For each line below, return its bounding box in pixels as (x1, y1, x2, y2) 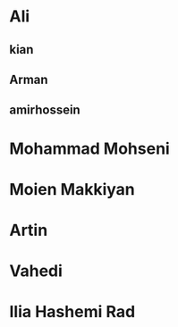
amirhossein (9, 103, 81, 118)
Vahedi (9, 261, 63, 281)
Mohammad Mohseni (9, 138, 170, 158)
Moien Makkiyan (9, 179, 136, 199)
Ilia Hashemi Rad (9, 302, 136, 323)
